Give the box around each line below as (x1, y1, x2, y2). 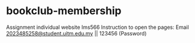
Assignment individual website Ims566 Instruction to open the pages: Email (6, 24, 189, 31)
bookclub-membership (6, 4, 122, 18)
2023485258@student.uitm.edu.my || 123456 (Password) (6, 29, 147, 37)
